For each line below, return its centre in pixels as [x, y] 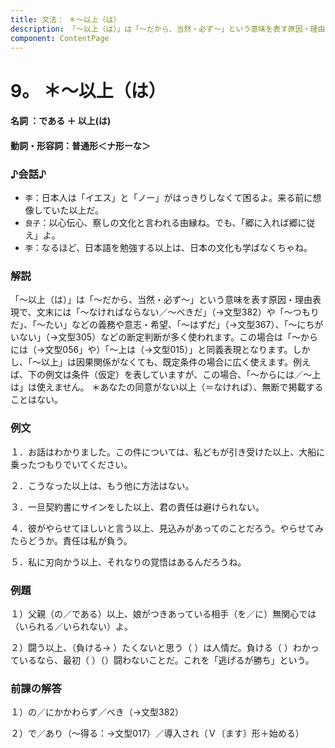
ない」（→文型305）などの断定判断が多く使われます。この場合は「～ [160, 337]
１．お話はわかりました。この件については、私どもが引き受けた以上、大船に [168, 452]
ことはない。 [36, 400]
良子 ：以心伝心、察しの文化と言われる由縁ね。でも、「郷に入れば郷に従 [170, 223]
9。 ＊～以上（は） [88, 90]
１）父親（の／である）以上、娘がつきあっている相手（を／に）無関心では [163, 613]
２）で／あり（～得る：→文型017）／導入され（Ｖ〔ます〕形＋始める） [157, 733]
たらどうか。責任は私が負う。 [71, 540]
